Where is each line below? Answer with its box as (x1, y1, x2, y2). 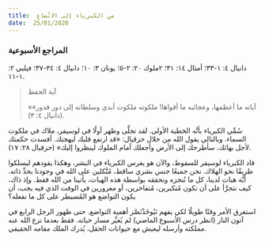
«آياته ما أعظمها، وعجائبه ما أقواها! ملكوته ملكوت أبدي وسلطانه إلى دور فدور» (27, 102, 257, 111)
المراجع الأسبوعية (8, 45, 68, 56)
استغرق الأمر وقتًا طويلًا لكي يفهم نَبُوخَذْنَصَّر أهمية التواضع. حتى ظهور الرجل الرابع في (8, 206, 256, 216)
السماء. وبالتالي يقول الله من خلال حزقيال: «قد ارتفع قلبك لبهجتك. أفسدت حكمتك (8, 134, 247, 143)
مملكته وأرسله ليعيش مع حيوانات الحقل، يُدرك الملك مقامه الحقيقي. (8, 223, 207, 233)
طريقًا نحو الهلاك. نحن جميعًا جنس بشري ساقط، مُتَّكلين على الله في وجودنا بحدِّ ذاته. (8, 166, 253, 175)
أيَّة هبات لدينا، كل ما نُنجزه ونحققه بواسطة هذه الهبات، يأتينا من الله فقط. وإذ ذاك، (8, 175, 247, 184)
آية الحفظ (27, 86, 57, 96)
